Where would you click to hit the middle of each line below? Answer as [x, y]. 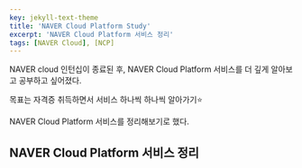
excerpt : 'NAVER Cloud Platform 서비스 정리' [92, 34]
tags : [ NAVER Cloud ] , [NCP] [62, 43]
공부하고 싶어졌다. [50, 81]
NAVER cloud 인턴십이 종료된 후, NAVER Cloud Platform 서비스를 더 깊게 [139, 69]
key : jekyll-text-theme [54, 18]
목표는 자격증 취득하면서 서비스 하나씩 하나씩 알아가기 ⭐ [106, 100]
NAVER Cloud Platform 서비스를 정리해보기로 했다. [99, 121]
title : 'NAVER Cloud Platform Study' [80, 26]
